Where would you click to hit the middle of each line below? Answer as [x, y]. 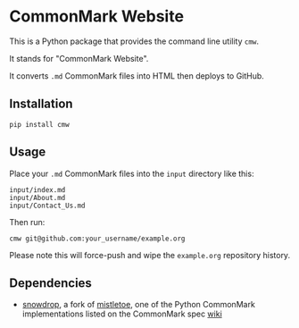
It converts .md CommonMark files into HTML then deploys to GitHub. [137, 76]
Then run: [27, 222]
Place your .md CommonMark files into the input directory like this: [132, 173]
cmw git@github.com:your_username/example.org [97, 239]
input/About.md [37, 198]
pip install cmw [39, 124]
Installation [41, 104]
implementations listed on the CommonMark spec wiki [122, 314]
